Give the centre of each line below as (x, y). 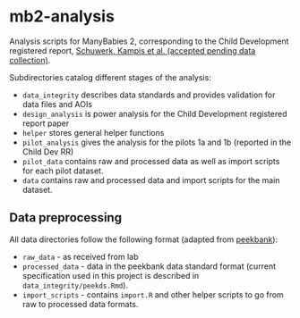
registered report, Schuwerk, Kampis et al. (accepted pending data (133, 50)
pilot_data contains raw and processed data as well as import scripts (151, 161)
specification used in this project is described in (111, 275)
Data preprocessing (66, 218)
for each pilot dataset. (63, 171)
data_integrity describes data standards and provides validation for (149, 95)
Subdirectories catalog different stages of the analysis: (111, 77)
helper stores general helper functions (93, 132)
